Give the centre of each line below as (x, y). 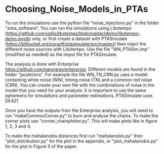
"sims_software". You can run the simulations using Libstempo (68, 28)
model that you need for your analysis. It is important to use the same (76, 90)
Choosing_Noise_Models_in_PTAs (77, 9)
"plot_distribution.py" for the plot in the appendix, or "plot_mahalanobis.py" (82, 141)
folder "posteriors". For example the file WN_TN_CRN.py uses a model (76, 74)
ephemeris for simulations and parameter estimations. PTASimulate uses (79, 96)
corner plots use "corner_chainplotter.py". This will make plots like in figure (81, 121)
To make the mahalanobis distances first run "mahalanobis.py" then (74, 136)
